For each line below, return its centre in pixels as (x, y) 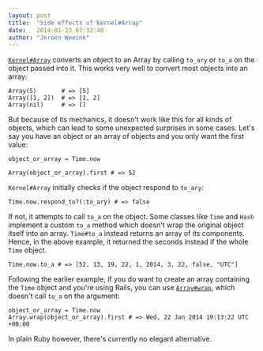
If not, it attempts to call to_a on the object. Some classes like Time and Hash (131, 217)
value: (18, 145)
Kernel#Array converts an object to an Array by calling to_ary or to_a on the (131, 60)
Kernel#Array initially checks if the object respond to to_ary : (106, 188)
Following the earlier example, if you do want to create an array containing (129, 279)
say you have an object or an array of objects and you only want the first (126, 136)
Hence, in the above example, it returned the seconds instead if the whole (128, 242)
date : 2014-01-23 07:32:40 (56, 30)
